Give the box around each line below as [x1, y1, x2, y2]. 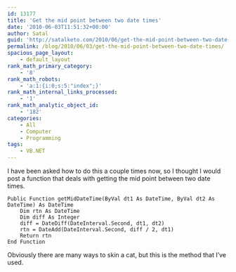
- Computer [20, 128, 52, 135]
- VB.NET [20, 148, 46, 155]
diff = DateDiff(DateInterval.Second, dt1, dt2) [20, 220, 165, 227]
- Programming [20, 134, 61, 141]
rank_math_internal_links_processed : [7, 89, 118, 96]
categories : [7, 115, 42, 122]
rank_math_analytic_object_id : [7, 102, 99, 109]
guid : [7, 37, 23, 44]
